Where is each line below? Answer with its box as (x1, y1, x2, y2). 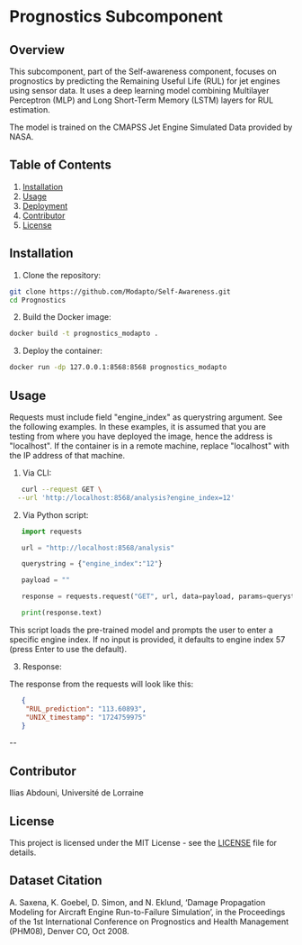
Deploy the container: (22, 345, 103, 357)
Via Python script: (22, 509, 89, 520)
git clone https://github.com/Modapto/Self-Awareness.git (9, 286, 231, 296)
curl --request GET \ (21, 485, 102, 494)
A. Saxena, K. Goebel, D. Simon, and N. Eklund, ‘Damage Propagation (9, 896, 266, 907)
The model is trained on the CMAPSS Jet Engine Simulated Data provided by (9, 122, 293, 132)
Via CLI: (22, 467, 52, 478)
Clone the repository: (22, 269, 102, 280)
